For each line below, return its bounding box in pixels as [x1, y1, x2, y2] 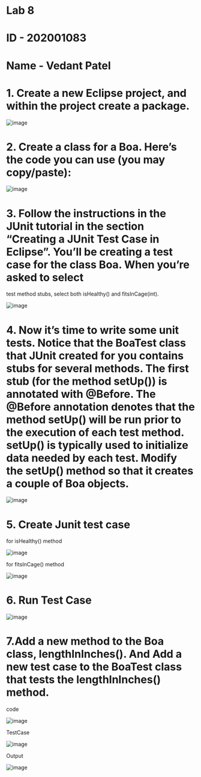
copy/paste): [6, 166, 72, 179]
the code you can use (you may [6, 153, 166, 166]
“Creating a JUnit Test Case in [6, 232, 160, 246]
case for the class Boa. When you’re [6, 258, 190, 271]
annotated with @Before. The [6, 387, 156, 401]
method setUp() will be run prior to [6, 413, 182, 426]
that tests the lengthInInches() [6, 673, 161, 687]
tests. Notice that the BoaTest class [6, 336, 186, 350]
